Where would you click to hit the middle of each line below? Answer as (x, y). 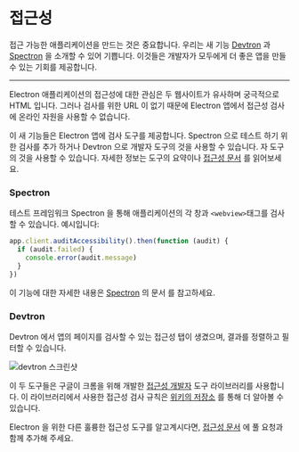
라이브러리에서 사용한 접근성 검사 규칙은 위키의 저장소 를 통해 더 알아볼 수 (157, 397)
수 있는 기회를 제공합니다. (53, 67)
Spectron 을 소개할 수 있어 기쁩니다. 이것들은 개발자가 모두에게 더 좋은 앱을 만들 (148, 55)
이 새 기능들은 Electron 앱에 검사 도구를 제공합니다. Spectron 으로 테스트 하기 (144, 136)
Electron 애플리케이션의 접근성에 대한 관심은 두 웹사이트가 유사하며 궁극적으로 (145, 94)
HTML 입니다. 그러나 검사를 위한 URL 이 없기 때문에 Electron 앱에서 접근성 (139, 105)
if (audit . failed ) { (55, 250)
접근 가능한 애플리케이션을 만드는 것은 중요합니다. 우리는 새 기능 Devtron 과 (140, 45)
